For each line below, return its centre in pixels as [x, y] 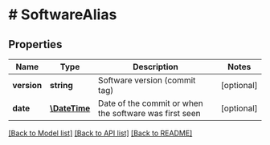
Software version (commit [147, 80]
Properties [35, 44]
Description [155, 67]
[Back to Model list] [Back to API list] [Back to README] [100, 133]
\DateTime [70, 108]
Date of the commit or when [150, 103]
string [61, 85]
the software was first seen [149, 113]
